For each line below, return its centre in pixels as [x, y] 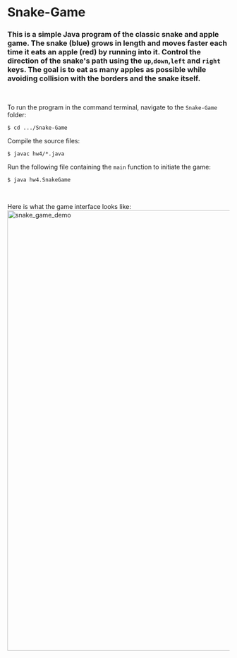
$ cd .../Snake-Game [38, 128]
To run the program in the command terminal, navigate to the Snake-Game [112, 107]
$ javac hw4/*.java [36, 154]
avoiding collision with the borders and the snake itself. [104, 78]
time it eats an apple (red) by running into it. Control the [104, 52]
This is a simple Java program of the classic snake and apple [113, 35]
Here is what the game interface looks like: [69, 207]
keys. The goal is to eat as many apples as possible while [107, 70]
